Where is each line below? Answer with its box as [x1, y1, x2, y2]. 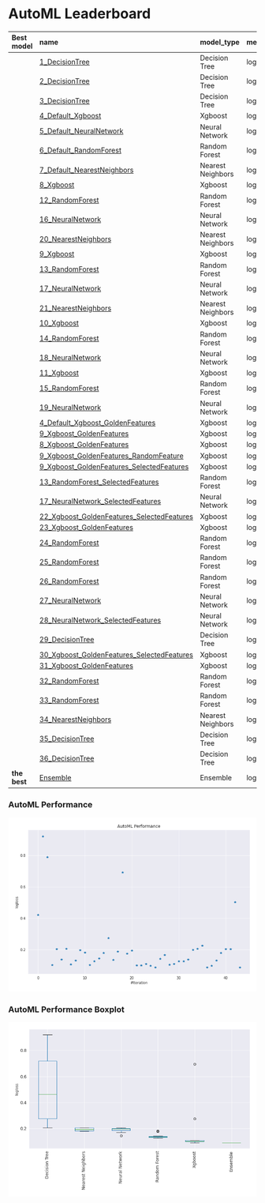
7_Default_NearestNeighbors [39, 165, 134, 175]
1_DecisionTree [39, 57, 90, 67]
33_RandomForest [39, 695, 99, 705]
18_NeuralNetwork [39, 353, 102, 363]
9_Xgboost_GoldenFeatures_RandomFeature [39, 451, 184, 461]
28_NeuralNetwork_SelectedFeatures [39, 615, 162, 625]
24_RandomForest [39, 538, 99, 547]
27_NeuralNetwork [39, 596, 102, 605]
